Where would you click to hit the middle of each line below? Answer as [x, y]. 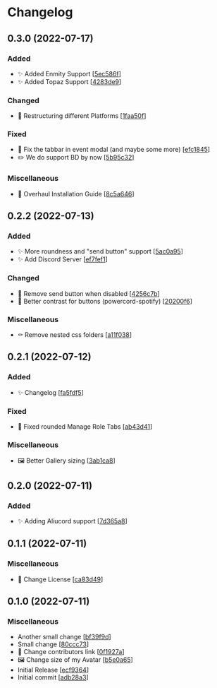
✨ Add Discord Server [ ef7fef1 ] [62, 259]
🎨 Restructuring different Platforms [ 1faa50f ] [82, 116]
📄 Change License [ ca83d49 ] [60, 579]
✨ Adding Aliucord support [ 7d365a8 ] [73, 521]
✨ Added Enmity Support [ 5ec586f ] [69, 73]
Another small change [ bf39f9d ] [64, 637]
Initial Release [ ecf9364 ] [53, 670]
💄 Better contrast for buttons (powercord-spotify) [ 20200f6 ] [105, 301]
